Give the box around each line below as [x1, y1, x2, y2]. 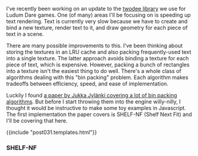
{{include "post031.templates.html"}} [6, 129, 98, 136]
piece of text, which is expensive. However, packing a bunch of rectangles [6, 61, 190, 68]
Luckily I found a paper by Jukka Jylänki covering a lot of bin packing [6, 92, 178, 99]
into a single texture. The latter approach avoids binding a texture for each [6, 55, 190, 62]
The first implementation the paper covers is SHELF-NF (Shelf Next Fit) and [6, 111, 193, 118]
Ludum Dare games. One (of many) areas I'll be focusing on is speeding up [6, 11, 191, 19]
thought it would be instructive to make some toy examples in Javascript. [6, 105, 187, 111]
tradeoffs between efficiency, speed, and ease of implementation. [6, 80, 169, 87]
